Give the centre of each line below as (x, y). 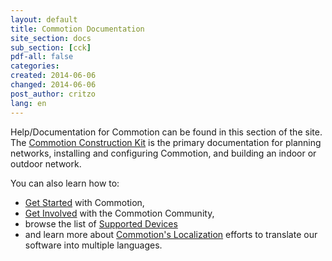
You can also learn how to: (65, 183)
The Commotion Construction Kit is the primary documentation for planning (166, 142)
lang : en (28, 103)
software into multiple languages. (93, 245)
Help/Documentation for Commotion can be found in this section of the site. (166, 132)
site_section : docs (51, 38)
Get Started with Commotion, (84, 202)
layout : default (44, 19)
